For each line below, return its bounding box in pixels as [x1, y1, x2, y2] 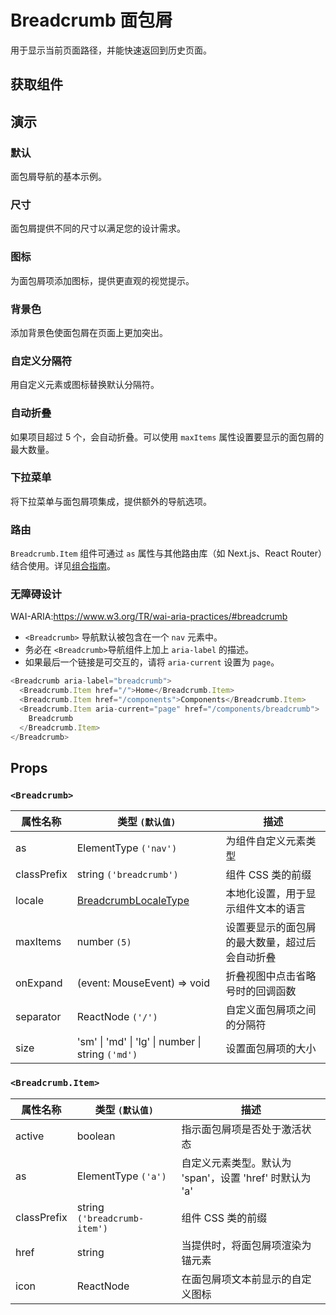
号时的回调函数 [225, 984, 297, 998]
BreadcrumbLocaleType [76, 894, 190, 908]
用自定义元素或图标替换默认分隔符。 [10, 379, 160, 391]
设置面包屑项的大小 [225, 1042, 317, 1056]
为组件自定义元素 [225, 834, 307, 848]
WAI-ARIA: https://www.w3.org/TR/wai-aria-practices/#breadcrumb [10, 611, 288, 623]
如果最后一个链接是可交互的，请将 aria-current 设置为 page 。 [24, 656, 280, 668]
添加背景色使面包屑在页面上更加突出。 [10, 326, 168, 338]
